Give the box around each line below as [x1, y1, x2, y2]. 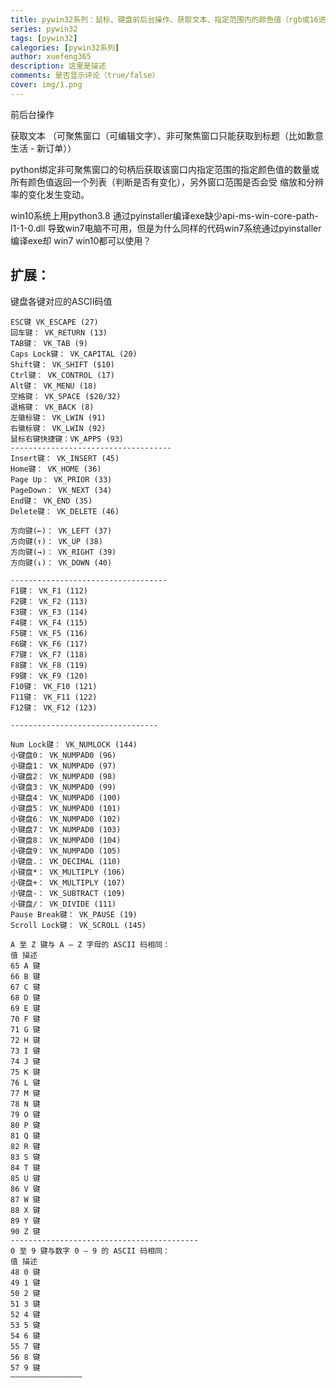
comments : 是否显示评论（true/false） [10, 71, 160, 81]
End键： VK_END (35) [10, 496, 93, 506]
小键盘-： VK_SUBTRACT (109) [10, 888, 126, 898]
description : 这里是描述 [10, 61, 107, 71]
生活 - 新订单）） [10, 142, 77, 154]
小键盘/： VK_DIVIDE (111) [10, 899, 117, 909]
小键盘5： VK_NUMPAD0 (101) [10, 803, 122, 813]
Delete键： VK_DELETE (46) [10, 506, 120, 516]
